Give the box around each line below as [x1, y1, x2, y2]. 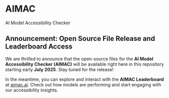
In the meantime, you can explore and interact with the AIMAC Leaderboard [5, 76, 164, 82]
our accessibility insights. [5, 87, 58, 93]
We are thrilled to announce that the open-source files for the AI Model [5, 56, 153, 62]
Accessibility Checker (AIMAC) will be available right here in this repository [5, 61, 164, 67]
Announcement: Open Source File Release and [5, 34, 155, 43]
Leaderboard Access [5, 42, 73, 51]
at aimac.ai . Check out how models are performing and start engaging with [5, 81, 161, 87]
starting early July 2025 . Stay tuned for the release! [5, 66, 114, 72]
